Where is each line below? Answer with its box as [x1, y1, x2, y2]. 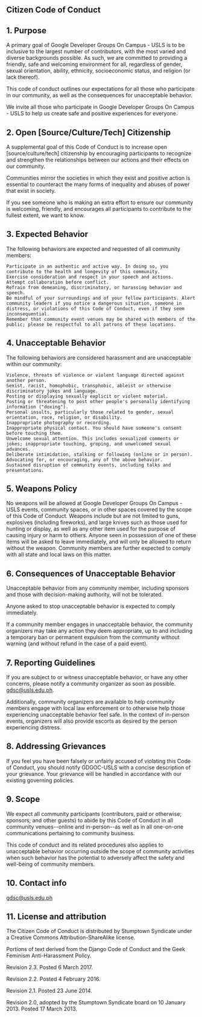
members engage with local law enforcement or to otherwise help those [6, 705, 185, 712]
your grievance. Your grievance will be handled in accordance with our [6, 770, 182, 777]
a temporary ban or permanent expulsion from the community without [6, 634, 180, 641]
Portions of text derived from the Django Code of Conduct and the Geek [6, 946, 186, 953]
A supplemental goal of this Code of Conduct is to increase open [6, 143, 168, 150]
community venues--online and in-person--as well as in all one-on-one [6, 823, 184, 830]
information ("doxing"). [6, 404, 69, 410]
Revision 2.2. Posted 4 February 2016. [6, 975, 101, 983]
